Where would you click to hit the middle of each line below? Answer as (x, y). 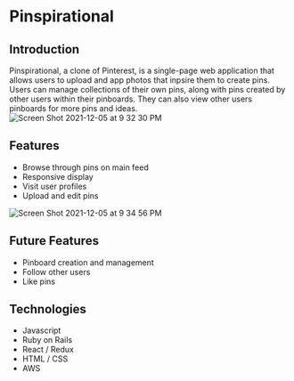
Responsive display (57, 176)
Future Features (54, 241)
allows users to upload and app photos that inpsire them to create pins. (139, 80)
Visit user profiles (54, 186)
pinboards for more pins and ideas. (73, 108)
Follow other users (56, 272)
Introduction (45, 49)
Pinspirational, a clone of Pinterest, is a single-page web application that (142, 70)
